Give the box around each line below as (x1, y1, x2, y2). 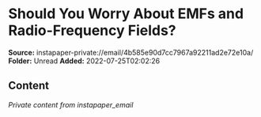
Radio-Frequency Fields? (8, 21, 176, 40)
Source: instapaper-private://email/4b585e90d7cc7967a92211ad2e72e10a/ (8, 47, 254, 57)
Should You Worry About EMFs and (8, 5, 244, 23)
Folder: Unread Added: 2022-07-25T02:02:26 (8, 56, 161, 66)
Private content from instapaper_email (8, 100, 134, 109)
